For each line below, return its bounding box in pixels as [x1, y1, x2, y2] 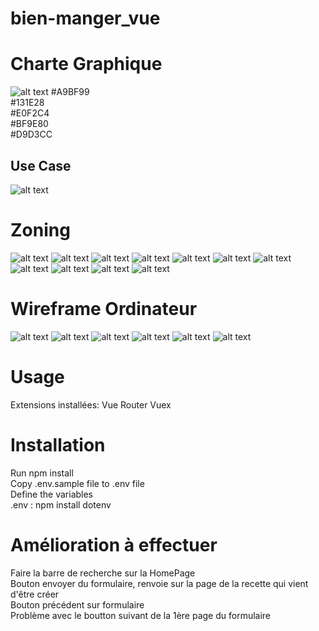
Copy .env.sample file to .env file [10, 477, 145, 489]
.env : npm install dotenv [10, 498, 112, 511]
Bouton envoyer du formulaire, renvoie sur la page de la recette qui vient [10, 577, 309, 589]
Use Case [10, 157, 72, 174]
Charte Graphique [10, 53, 163, 76]
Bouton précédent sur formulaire [10, 598, 145, 611]
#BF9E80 [10, 118, 49, 130]
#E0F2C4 [10, 107, 50, 119]
